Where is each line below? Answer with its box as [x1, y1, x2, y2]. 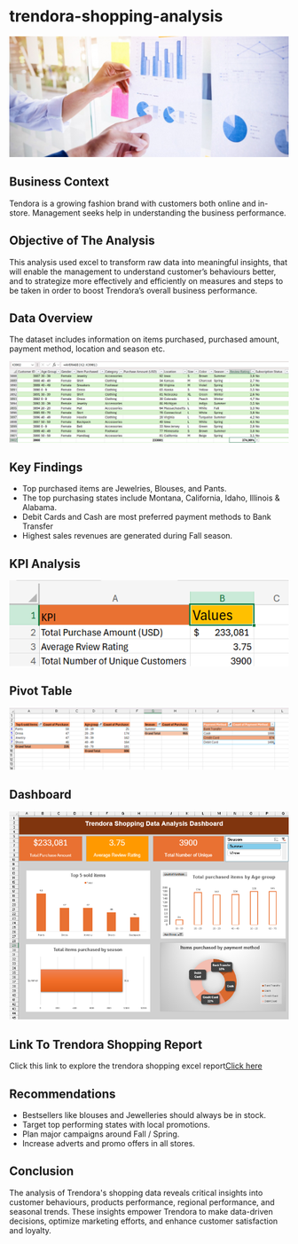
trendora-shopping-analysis [9, 6, 223, 27]
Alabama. [21, 502, 58, 513]
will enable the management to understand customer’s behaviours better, [9, 266, 277, 277]
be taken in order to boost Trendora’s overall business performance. [9, 285, 258, 295]
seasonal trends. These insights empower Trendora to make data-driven [9, 1206, 273, 1216]
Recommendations [9, 1086, 116, 1101]
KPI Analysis [9, 556, 82, 571]
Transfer [21, 521, 54, 531]
